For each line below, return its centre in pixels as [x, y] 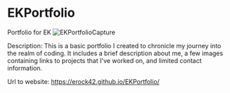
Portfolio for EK [29, 32]
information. [25, 68]
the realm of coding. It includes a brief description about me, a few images [115, 53]
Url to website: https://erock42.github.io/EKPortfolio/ [83, 81]
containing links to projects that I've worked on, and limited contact [104, 60]
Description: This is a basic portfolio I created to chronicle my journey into [114, 45]
